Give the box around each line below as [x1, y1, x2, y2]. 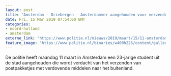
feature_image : [5, 41, 38, 46]
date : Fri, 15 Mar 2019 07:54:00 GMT [5, 17, 85, 22]
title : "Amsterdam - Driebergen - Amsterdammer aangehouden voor [5, 12, 147, 17]
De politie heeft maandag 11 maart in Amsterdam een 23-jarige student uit [5, 54, 160, 60]
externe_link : [5, 36, 36, 41]
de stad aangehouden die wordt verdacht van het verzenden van [5, 59, 141, 66]
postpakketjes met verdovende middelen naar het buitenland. [5, 65, 134, 71]
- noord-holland [5, 26, 40, 31]
